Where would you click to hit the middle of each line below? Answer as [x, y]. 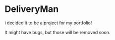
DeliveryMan [32, 9]
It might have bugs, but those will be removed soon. [57, 32]
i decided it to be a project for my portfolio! [48, 23]
